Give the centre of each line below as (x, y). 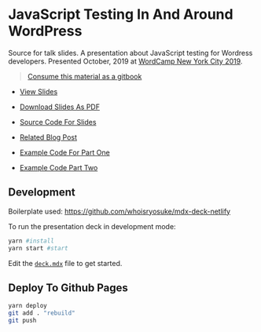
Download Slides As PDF (60, 107)
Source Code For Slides (58, 122)
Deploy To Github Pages (68, 288)
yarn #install (31, 241)
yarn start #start (38, 248)
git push (22, 321)
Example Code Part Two (59, 167)
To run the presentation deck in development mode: (92, 226)
